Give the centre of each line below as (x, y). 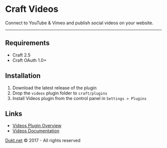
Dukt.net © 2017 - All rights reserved (43, 141)
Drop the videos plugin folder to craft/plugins (60, 93)
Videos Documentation (36, 131)
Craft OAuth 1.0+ (29, 60)
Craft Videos (32, 9)
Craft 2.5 (21, 55)
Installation (23, 76)
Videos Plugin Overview (37, 126)
